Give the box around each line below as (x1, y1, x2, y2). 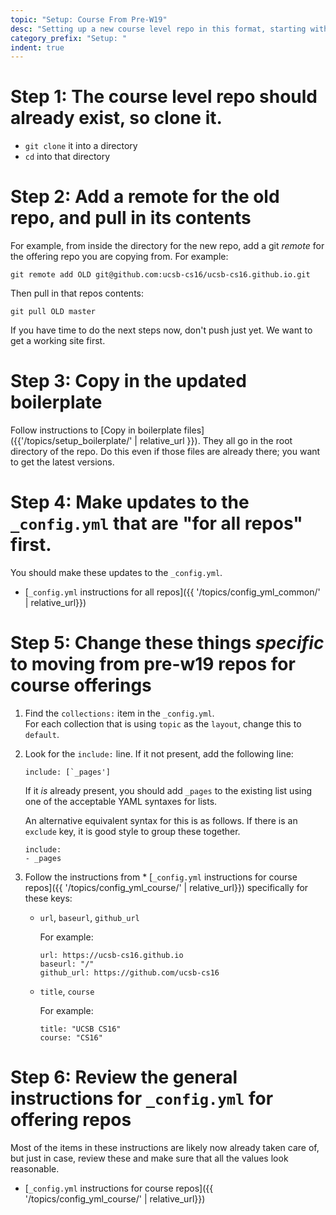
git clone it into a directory (24, 140, 138, 152)
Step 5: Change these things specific (10, 632, 325, 655)
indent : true (10, 42, 65, 53)
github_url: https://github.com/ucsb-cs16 (39, 967, 220, 978)
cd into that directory (24, 151, 111, 163)
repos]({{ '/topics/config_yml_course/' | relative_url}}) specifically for (24, 881, 309, 893)
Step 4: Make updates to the (10, 491, 250, 514)
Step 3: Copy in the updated (10, 370, 247, 393)
